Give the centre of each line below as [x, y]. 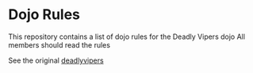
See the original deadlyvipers [56, 60]
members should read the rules [59, 44]
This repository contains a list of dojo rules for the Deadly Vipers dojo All [127, 36]
